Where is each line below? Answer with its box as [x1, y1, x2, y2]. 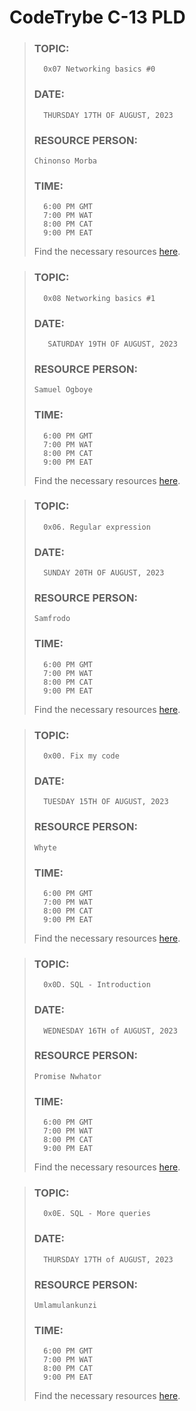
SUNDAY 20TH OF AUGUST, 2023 [43, 568, 165, 578]
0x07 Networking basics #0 [43, 64, 156, 75]
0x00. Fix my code [43, 751, 120, 761]
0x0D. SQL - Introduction [43, 980, 151, 990]
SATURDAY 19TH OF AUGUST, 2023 [47, 339, 178, 349]
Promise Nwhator [33, 1071, 102, 1081]
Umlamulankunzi [33, 1301, 98, 1311]
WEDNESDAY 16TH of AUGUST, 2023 [43, 1026, 178, 1036]
